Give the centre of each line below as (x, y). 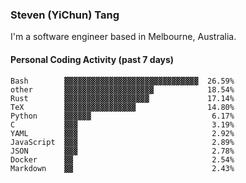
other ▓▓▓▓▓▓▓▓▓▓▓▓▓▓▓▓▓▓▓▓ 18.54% (122, 89)
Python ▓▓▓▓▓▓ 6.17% (122, 116)
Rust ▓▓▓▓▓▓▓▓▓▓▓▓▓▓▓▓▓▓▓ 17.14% (122, 98)
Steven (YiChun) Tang (65, 15)
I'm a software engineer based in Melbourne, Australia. (123, 37)
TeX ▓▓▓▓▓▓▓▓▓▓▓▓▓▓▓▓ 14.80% (122, 107)
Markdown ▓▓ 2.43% (122, 168)
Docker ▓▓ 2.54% (122, 159)
